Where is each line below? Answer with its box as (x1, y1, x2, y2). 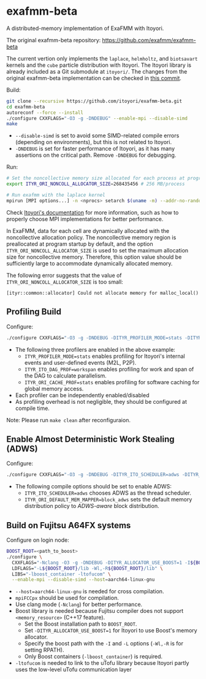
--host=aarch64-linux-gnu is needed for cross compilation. (15, 588, 164, 595)
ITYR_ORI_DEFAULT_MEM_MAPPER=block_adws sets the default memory (24, 496, 193, 503)
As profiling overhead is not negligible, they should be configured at (15, 398, 187, 405)
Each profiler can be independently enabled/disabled (15, 391, 150, 399)
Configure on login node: (6, 536, 69, 544)
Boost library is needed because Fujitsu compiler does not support (15, 607, 184, 615)
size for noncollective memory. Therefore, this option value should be (6, 253, 182, 260)
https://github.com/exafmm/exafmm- (102, 36, 196, 44)
